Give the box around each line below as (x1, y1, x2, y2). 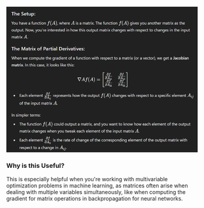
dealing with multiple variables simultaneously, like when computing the (6, 188, 186, 195)
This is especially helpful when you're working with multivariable (6, 175, 168, 182)
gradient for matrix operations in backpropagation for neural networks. (6, 195, 183, 202)
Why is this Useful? (6, 162, 65, 170)
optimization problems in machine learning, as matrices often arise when (6, 182, 188, 189)
